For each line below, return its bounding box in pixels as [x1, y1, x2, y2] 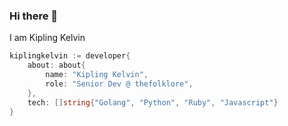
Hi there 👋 [9, 9, 59, 23]
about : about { [27, 60, 86, 71]
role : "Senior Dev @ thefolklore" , [45, 79, 194, 89]
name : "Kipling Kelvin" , [45, 70, 149, 80]
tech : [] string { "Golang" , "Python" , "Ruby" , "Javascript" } [27, 97, 279, 108]
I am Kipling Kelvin [9, 32, 86, 44]
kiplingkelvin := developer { [9, 51, 131, 61]
